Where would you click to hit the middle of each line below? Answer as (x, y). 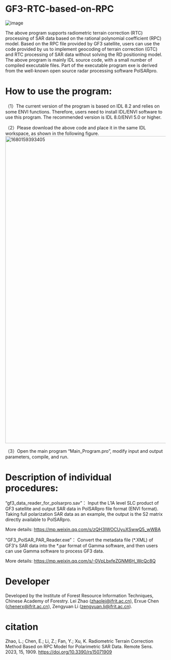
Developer (27, 582)
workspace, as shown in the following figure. (52, 133)
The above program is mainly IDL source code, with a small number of (79, 60)
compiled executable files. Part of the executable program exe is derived (81, 65)
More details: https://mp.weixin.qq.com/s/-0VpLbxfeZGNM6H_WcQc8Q (81, 561)
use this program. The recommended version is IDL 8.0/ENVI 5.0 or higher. (83, 117)
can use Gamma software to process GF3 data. (55, 551)
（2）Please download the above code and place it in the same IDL (76, 127)
